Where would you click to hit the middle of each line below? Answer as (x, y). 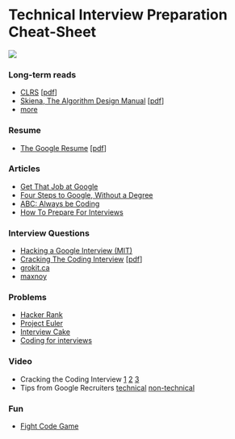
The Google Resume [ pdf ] (63, 148)
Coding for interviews (56, 341)
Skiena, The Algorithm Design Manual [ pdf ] (92, 101)
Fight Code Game (49, 426)
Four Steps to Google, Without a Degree (86, 194)
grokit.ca (35, 268)
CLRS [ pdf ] (39, 92)
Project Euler (41, 324)
